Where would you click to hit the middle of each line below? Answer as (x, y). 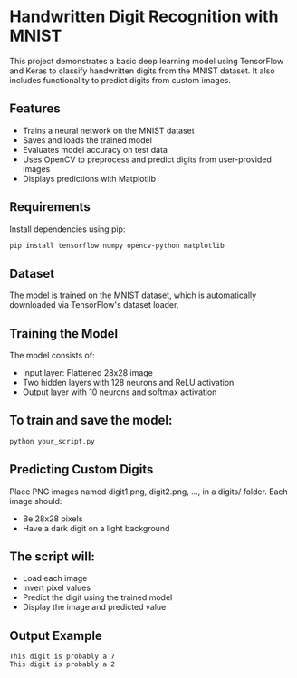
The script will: (52, 556)
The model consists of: (52, 356)
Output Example (56, 635)
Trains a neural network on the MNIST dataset (108, 130)
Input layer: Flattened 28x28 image (88, 373)
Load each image (55, 578)
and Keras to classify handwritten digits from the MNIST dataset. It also (142, 71)
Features (35, 109)
